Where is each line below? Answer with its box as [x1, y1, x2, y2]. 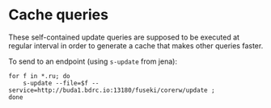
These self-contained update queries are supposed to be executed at [8, 32, 240, 42]
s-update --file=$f [23, 79, 89, 87]
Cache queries [8, 6, 109, 24]
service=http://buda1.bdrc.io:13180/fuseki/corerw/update [8, 86, 208, 94]
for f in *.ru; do [8, 72, 70, 80]
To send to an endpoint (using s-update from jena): [8, 56, 178, 66]
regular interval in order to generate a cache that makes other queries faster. [8, 40, 264, 50]
